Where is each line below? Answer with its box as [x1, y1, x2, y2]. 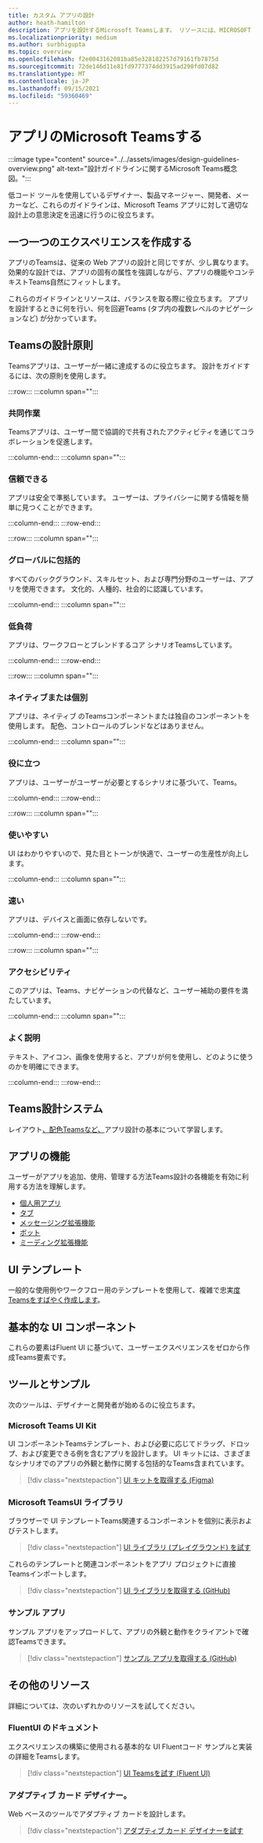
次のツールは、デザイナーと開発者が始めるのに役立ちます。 [8, 1400, 200, 1409]
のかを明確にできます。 [8, 1061, 84, 1071]
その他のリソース [8, 1679, 90, 1692]
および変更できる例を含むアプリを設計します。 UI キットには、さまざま [21, 1449, 251, 1458]
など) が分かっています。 [21, 313, 101, 323]
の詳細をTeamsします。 [8, 1751, 85, 1761]
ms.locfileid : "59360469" [8, 92, 92, 100]
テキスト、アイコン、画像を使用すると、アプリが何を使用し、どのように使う [8, 1052, 254, 1061]
